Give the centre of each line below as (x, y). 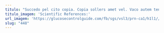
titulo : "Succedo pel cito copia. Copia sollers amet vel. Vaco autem (78, 9)
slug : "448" (17, 23)
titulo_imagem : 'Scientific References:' (48, 14)
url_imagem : (17, 18)
